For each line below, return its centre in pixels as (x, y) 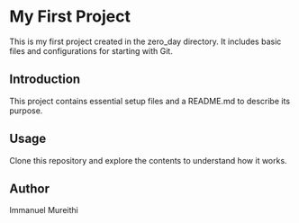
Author (29, 188)
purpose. (26, 111)
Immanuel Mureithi (44, 210)
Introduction (45, 80)
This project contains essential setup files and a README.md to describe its (150, 101)
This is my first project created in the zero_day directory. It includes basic (145, 41)
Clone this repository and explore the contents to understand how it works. (148, 160)
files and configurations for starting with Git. (91, 50)
